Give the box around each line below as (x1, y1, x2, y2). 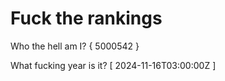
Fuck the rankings (10, 7, 163, 30)
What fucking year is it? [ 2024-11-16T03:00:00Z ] (10, 59, 217, 71)
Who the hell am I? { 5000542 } (10, 40, 140, 52)
